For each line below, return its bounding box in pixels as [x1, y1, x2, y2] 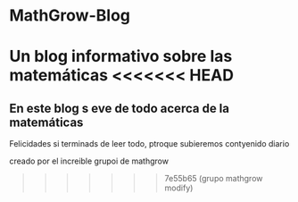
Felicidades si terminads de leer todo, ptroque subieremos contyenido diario [9, 139, 290, 149]
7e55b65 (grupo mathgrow [164, 173, 263, 184]
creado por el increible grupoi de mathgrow [9, 156, 170, 166]
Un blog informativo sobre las [9, 46, 233, 67]
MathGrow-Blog [9, 5, 131, 26]
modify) [164, 182, 194, 193]
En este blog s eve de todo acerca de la [9, 100, 230, 116]
